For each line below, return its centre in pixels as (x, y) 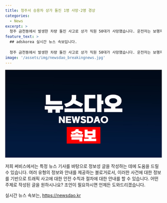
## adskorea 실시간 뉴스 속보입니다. (43, 42)
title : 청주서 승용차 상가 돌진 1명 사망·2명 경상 (50, 10)
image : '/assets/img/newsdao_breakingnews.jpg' (55, 58)
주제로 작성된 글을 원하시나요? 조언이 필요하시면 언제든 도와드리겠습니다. (75, 185)
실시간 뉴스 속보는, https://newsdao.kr (43, 195)
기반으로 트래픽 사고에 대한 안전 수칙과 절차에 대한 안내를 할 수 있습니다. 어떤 (84, 178)
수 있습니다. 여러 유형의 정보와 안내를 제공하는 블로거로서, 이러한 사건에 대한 (79, 172)
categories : (17, 16)
